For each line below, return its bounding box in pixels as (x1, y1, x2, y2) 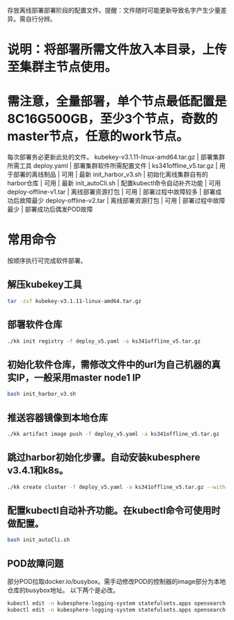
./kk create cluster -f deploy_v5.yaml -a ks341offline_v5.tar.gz (7, 483, 204, 490)
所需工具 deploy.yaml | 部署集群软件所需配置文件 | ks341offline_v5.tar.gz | (7, 162, 218, 170)
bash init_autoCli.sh (7, 536, 70, 543)
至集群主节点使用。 (7, 59, 118, 75)
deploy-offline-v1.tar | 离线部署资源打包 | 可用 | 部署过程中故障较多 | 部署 (7, 187, 216, 196)
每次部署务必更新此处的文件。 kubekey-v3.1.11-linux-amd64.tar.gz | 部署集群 (7, 153, 225, 162)
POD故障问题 (7, 557, 64, 569)
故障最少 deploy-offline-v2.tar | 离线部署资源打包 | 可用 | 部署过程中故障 (19, 196, 226, 205)
